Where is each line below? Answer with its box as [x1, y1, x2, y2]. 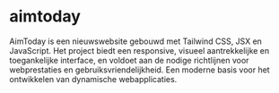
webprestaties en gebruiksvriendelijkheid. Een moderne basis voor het [9, 64, 271, 75]
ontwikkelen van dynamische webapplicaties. [9, 73, 178, 84]
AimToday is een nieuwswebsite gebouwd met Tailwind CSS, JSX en [9, 36, 263, 46]
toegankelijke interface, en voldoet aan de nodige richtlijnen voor [9, 55, 249, 65]
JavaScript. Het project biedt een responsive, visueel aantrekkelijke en [9, 45, 270, 55]
